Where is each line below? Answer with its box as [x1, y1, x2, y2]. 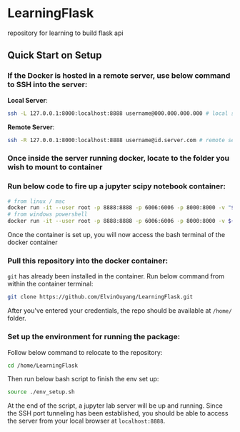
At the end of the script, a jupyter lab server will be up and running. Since [7, 401, 223, 410]
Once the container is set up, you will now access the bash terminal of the [7, 231, 226, 239]
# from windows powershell [7, 211, 88, 218]
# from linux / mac [7, 198, 66, 205]
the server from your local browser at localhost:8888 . [7, 416, 166, 426]
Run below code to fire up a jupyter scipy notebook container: [7, 181, 226, 191]
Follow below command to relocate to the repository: [7, 348, 163, 356]
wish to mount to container [7, 162, 103, 172]
